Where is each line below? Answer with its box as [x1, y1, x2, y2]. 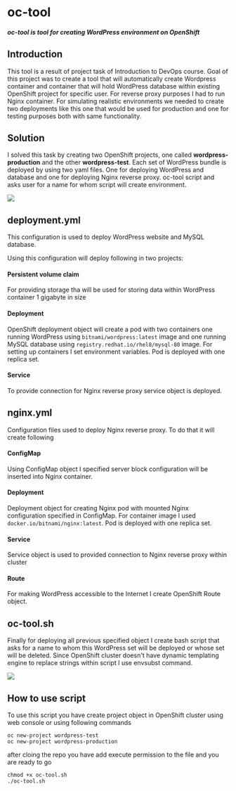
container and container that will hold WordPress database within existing [7, 82, 220, 90]
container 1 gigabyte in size [7, 293, 86, 302]
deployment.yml [7, 214, 81, 226]
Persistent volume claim [7, 270, 79, 278]
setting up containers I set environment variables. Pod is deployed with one [7, 347, 225, 356]
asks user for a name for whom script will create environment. [7, 181, 187, 189]
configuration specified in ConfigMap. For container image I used [7, 511, 197, 520]
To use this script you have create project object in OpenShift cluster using [7, 711, 223, 719]
